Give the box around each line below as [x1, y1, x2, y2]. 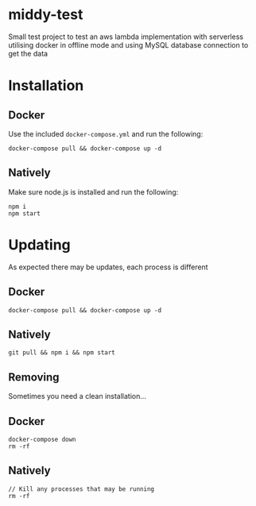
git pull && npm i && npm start [8, 349, 115, 357]
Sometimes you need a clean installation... [8, 392, 147, 401]
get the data [8, 48, 48, 58]
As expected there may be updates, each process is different [8, 262, 208, 272]
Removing [8, 370, 60, 384]
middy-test [8, 6, 83, 24]
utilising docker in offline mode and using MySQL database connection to [8, 40, 249, 49]
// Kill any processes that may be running [8, 485, 155, 493]
